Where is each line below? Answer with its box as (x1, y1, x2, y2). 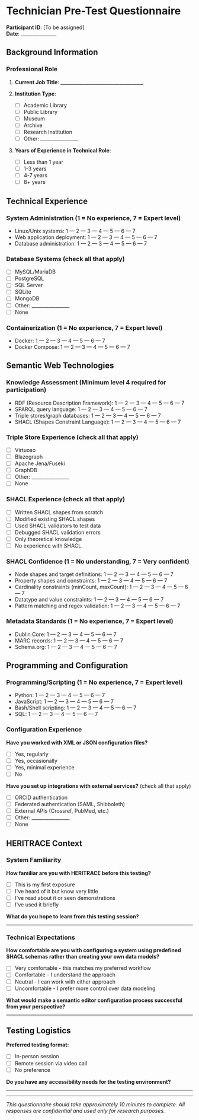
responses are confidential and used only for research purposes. (6, 1107, 165, 1114)
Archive (23, 122, 43, 129)
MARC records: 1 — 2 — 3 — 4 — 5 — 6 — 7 (14, 637, 123, 644)
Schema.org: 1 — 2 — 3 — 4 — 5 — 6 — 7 (14, 643, 117, 650)
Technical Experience (6, 196, 88, 206)
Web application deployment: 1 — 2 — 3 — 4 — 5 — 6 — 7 (14, 233, 158, 241)
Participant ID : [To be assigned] (6, 24, 85, 31)
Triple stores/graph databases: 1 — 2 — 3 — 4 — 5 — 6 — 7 (14, 412, 161, 419)
